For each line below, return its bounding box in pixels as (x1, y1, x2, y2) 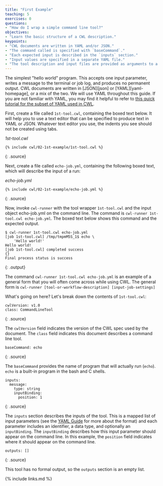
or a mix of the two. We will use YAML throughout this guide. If (30, 91, 156, 97)
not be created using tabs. (5, 126, 58, 132)
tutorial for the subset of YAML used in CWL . (5, 101, 95, 107)
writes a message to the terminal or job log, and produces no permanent (5, 80, 150, 86)
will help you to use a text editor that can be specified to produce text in (5, 116, 149, 122)
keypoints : (5, 39, 27, 44)
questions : (5, 21, 27, 26)
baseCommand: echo (5, 345, 42, 350)
